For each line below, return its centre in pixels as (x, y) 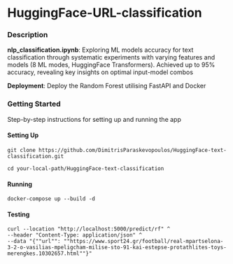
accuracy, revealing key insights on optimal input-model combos (100, 72)
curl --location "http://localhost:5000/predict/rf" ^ (89, 229)
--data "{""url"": (34, 242)
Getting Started (34, 104)
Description (28, 35)
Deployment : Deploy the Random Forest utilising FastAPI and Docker (107, 86)
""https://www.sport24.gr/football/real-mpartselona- (143, 242)
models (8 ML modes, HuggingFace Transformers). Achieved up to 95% (111, 65)
